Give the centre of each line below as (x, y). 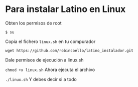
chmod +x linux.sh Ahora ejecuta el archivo (50, 69)
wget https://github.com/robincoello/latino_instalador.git (70, 50)
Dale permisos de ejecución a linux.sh (44, 60)
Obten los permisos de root (33, 23)
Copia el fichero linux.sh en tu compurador (50, 41)
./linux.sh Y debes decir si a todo (41, 79)
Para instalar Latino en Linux (65, 9)
